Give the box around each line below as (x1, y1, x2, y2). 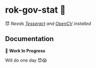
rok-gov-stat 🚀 (5, 4, 66, 16)
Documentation (5, 35, 54, 43)
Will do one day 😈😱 (5, 57, 47, 63)
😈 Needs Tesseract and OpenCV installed (5, 21, 91, 26)
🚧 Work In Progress (5, 47, 46, 53)
